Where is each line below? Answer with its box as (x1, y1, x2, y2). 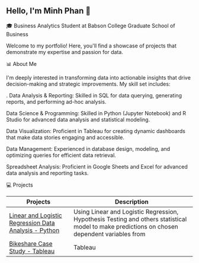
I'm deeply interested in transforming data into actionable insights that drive (6, 74, 191, 81)
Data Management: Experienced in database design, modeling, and (6, 145, 171, 152)
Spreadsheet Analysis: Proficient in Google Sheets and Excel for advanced (6, 163, 188, 170)
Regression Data (9, 218, 55, 227)
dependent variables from (73, 230, 146, 238)
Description (114, 197, 149, 205)
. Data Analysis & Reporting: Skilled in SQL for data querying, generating (6, 91, 182, 99)
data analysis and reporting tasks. (6, 169, 89, 176)
